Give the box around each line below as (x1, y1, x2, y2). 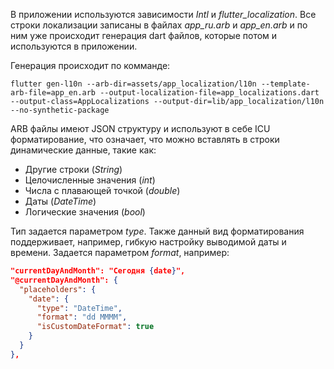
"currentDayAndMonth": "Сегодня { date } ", (10, 266, 186, 276)
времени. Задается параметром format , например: (10, 247, 230, 258)
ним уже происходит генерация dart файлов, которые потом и (10, 30, 278, 41)
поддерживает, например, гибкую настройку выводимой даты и (10, 236, 287, 248)
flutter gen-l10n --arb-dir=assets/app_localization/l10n (10, 79, 257, 89)
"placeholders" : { (19, 284, 97, 294)
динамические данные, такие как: (10, 144, 157, 156)
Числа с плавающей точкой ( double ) (24, 185, 181, 196)
